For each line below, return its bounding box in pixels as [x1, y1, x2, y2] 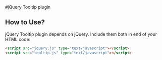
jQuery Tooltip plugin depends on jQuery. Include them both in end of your [5, 31, 157, 37]
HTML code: [5, 36, 31, 42]
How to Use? [5, 18, 45, 26]
